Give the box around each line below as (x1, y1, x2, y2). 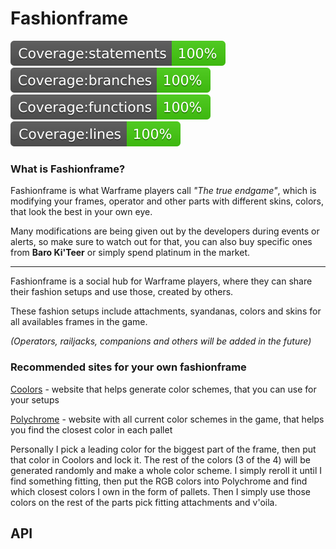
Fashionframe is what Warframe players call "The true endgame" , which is (10, 185, 317, 197)
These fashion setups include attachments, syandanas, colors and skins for (10, 305, 322, 317)
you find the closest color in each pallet (10, 423, 173, 436)
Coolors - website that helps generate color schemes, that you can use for (10, 383, 317, 395)
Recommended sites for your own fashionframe (10, 360, 247, 374)
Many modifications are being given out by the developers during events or (10, 225, 320, 237)
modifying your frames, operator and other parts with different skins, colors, (10, 195, 324, 207)
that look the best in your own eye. (10, 206, 153, 218)
